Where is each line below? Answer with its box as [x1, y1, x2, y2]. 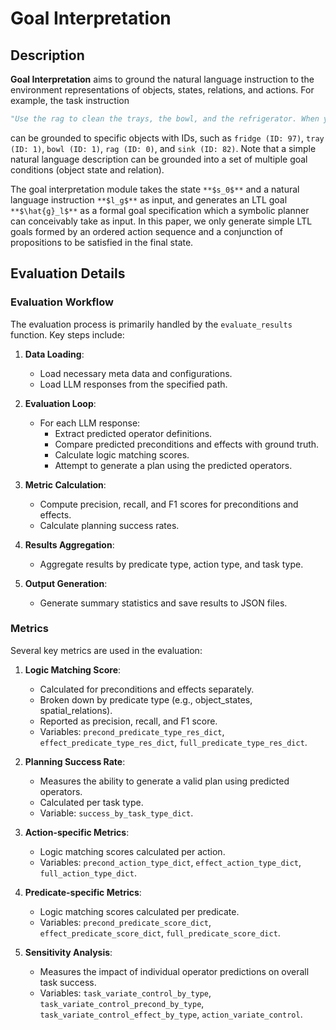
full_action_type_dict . [39, 867, 137, 879]
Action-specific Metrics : [24, 826, 130, 838]
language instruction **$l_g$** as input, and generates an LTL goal [10, 193, 288, 206]
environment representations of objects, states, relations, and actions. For [10, 84, 315, 96]
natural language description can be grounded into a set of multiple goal [10, 153, 308, 165]
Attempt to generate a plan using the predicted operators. [54, 459, 293, 471]
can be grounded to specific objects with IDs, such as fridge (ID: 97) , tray [10, 132, 325, 144]
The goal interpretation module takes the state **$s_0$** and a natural [10, 183, 300, 195]
